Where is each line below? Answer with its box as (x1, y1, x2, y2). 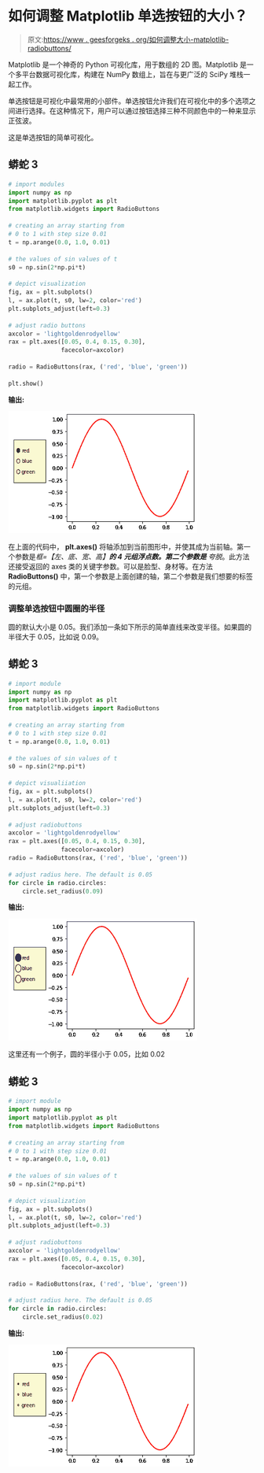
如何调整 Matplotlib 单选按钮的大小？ (8, 7, 248, 25)
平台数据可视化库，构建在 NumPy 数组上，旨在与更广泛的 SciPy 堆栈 (21, 69, 244, 79)
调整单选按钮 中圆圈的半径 (8, 603, 105, 614)
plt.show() (8, 379, 44, 387)
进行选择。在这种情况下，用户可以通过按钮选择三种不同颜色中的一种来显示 (14, 105, 256, 115)
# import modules (8, 180, 65, 188)
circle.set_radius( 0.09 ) (22, 887, 104, 895)
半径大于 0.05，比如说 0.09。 (8, 631, 104, 642)
